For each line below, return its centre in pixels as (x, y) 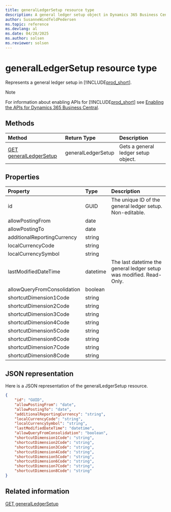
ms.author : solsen (25, 39)
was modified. (128, 275)
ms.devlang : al (21, 29)
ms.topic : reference (27, 24)
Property (19, 191)
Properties (22, 177)
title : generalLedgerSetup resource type (50, 10)
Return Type (80, 138)
